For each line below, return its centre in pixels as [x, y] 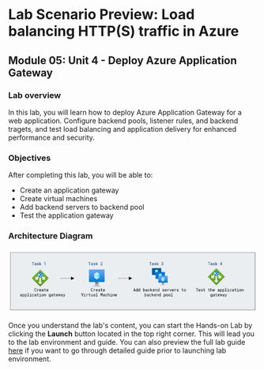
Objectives [30, 158]
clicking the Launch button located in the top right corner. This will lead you [132, 334]
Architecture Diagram [51, 236]
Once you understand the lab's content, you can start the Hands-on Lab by [130, 325]
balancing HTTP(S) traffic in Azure [124, 31]
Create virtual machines [58, 199]
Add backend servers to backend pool [82, 207]
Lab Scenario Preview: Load [102, 15]
